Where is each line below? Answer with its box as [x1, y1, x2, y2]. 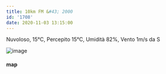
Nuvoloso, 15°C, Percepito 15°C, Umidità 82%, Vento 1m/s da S [6, 36, 161, 43]
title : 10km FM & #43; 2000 [6, 8, 73, 15]
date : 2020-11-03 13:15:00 [6, 20, 73, 25]
